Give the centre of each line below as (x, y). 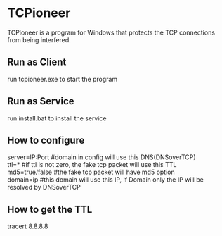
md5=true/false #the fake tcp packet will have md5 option (91, 172)
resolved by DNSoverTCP (44, 187)
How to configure (46, 140)
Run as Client (37, 62)
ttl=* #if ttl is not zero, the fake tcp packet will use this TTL (92, 165)
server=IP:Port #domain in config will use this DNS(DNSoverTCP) (102, 157)
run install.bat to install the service (57, 118)
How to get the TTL (50, 209)
